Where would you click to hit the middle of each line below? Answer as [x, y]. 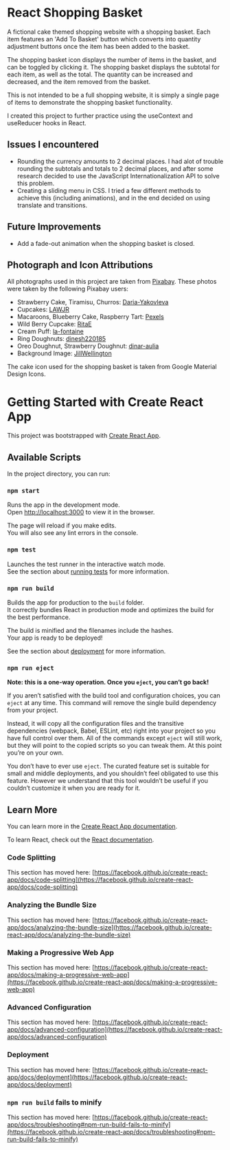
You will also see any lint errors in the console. [73, 533]
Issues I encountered [53, 145]
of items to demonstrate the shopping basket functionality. [90, 102]
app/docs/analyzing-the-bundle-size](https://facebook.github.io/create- [110, 927]
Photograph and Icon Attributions [80, 265]
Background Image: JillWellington [64, 353]
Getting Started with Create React [105, 402]
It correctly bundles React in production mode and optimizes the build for [111, 610]
